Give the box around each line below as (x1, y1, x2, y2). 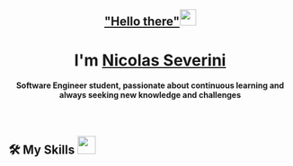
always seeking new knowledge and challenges (58, 90, 242, 100)
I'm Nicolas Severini (74, 50, 226, 70)
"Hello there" (103, 14, 181, 30)
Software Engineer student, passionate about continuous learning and (15, 80, 285, 91)
